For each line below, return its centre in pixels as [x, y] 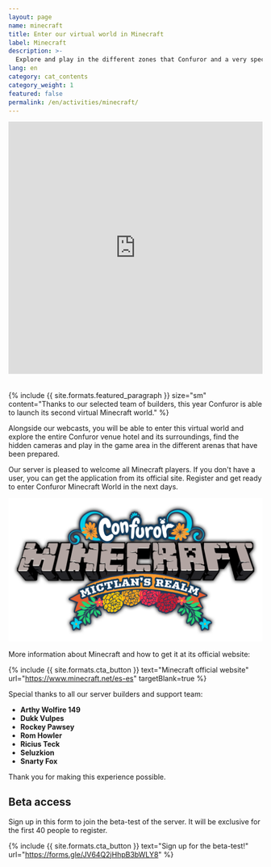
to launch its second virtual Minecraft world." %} [89, 413]
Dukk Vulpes [42, 718]
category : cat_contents [48, 77]
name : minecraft [35, 25]
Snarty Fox [39, 761]
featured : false [35, 94]
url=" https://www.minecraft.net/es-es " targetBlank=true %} [108, 678]
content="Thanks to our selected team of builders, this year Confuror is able [135, 404]
